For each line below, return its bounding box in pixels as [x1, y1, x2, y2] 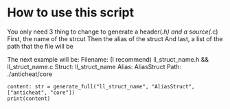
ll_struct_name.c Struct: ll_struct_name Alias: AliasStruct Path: [7, 62, 182, 71]
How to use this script [7, 5, 135, 21]
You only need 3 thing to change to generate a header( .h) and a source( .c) [7, 27, 218, 36]
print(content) [7, 95, 51, 102]
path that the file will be [7, 42, 73, 50]
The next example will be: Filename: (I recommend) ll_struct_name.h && [7, 55, 209, 63]
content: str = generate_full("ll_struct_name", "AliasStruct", [7, 83, 195, 90]
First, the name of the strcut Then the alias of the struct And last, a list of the [7, 34, 223, 43]
